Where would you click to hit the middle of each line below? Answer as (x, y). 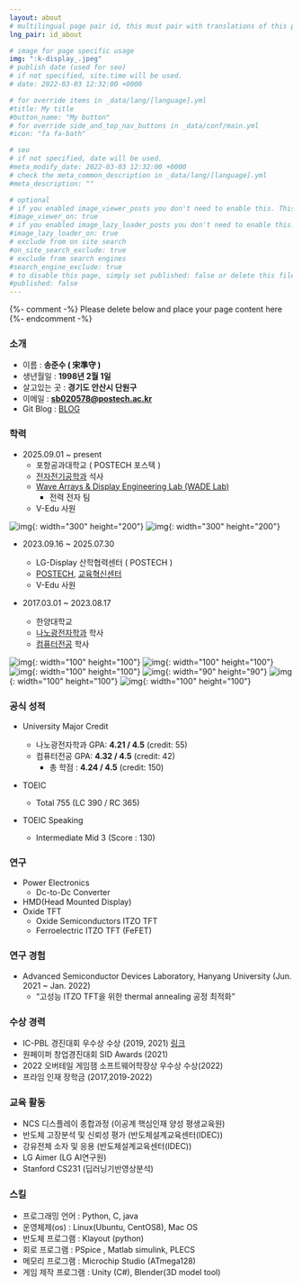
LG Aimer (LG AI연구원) (64, 1157)
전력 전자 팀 (70, 497)
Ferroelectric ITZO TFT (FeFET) (94, 931)
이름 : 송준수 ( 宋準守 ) (62, 365)
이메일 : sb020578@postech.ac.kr (87, 399)
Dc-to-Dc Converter (73, 892)
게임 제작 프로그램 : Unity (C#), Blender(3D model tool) (121, 1272)
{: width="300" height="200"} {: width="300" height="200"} (156, 526)
